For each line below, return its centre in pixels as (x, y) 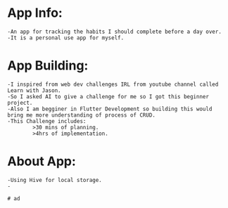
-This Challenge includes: (47, 121)
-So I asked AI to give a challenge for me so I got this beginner (108, 96)
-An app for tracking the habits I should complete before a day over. (114, 32)
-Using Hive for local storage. (55, 180)
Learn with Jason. (34, 90)
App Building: (48, 66)
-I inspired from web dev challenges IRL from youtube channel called (113, 84)
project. (20, 103)
